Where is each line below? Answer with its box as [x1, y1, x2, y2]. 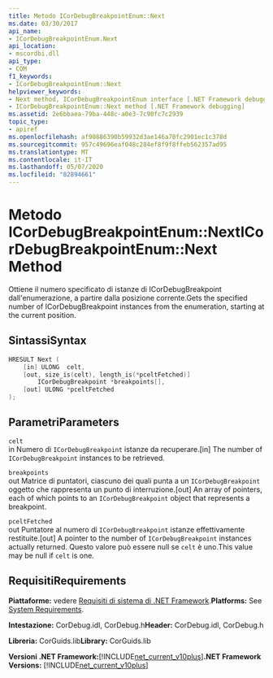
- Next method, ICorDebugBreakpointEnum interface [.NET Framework [8, 95, 242, 103]
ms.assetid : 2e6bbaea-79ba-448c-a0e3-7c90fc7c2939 [8, 111, 184, 119]
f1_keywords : [8, 72, 53, 80]
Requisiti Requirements [8, 574, 127, 588]
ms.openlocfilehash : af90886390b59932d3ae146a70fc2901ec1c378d [8, 133, 227, 141]
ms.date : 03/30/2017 [8, 20, 79, 28]
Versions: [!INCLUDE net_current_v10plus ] [8, 660, 149, 670]
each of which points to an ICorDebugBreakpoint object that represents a [8, 493, 250, 502]
